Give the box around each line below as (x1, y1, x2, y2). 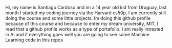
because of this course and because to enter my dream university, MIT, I (5, 20, 159, 27)
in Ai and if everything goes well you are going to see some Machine (5, 32, 150, 37)
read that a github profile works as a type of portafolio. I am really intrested (5, 26, 164, 32)
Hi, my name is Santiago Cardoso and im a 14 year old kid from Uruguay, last (5, 5, 167, 10)
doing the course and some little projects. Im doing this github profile (5, 15, 151, 21)
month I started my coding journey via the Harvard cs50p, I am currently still (5, 10, 166, 16)
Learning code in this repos (5, 37, 63, 43)
